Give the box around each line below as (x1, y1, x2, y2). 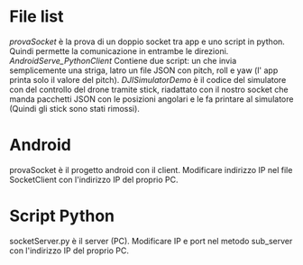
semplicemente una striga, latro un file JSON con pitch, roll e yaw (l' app (9, 65, 279, 76)
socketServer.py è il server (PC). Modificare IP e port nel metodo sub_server (9, 235, 293, 246)
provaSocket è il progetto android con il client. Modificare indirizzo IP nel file (9, 164, 293, 175)
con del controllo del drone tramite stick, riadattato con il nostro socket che (9, 84, 289, 95)
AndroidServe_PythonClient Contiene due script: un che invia (9, 55, 237, 66)
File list (9, 6, 65, 27)
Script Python (9, 206, 115, 226)
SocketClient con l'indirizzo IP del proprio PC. (9, 174, 179, 185)
